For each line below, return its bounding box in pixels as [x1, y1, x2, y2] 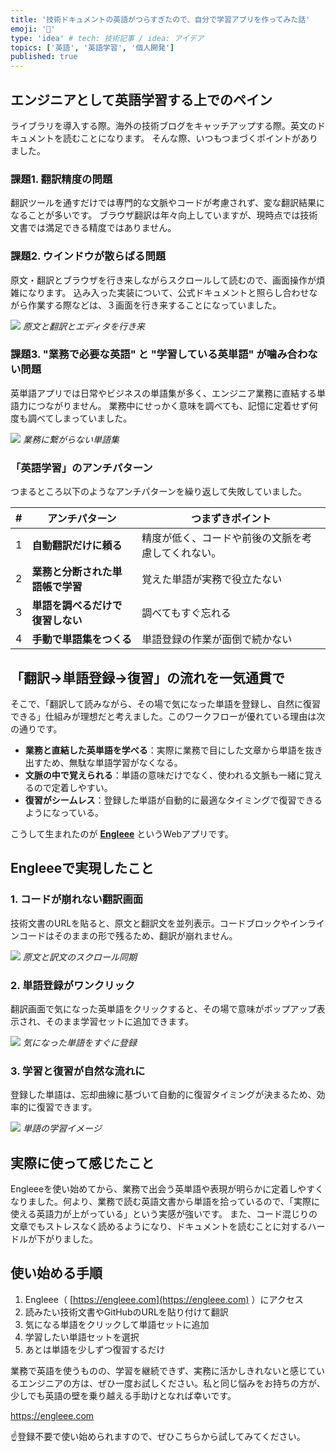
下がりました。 [36, 1233, 98, 1245]
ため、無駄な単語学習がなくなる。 [42, 756, 183, 768]
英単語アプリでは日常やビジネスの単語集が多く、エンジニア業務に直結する [10, 387, 317, 399]
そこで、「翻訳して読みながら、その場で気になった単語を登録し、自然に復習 [10, 697, 322, 710]
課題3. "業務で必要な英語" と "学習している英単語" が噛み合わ [10, 347, 308, 361]
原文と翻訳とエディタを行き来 [22, 320, 145, 332]
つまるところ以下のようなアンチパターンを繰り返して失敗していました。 [10, 486, 307, 498]
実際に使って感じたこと [10, 1154, 155, 1171]
